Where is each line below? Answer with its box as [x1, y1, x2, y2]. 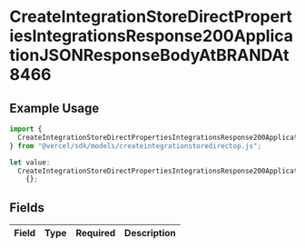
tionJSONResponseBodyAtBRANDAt [9, 45, 290, 65]
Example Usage [9, 100, 100, 115]
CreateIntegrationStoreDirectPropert [9, 6, 293, 27]
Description [123, 227, 177, 240]
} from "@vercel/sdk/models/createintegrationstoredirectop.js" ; [9, 141, 261, 151]
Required [75, 227, 116, 240]
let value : [9, 157, 51, 167]
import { [9, 124, 43, 134]
